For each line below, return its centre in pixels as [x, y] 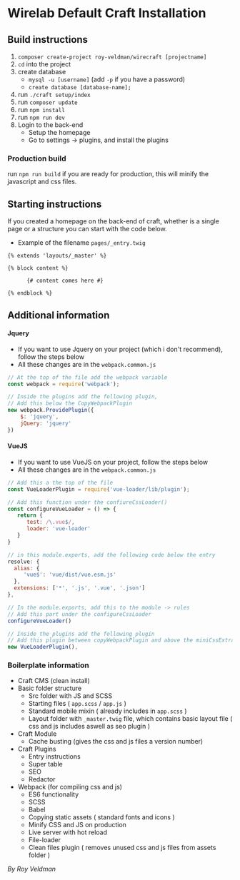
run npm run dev [41, 117]
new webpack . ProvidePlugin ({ [51, 410]
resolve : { [24, 562]
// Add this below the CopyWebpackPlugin [70, 404]
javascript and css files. [42, 182]
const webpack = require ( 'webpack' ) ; [64, 384]
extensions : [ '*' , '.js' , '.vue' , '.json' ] [79, 588]
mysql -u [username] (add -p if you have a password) [107, 79]
